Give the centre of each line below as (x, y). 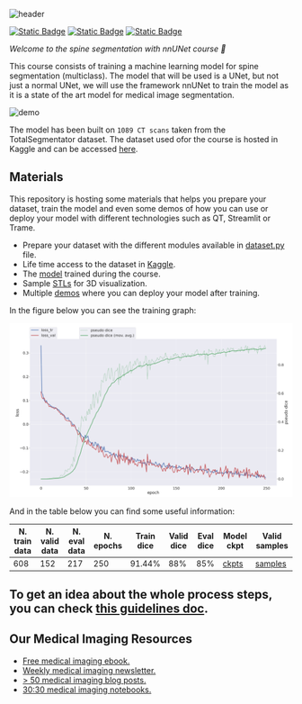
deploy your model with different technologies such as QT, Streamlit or (140, 218)
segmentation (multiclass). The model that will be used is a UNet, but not (144, 76)
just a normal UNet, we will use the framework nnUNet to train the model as (149, 85)
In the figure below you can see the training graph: (103, 310)
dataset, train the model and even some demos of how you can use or (139, 208)
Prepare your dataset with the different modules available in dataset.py (153, 245)
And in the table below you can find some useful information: (122, 511)
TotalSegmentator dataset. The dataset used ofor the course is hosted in (144, 139)
